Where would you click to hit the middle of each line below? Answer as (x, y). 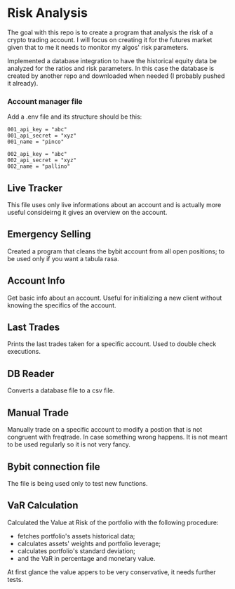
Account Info (36, 281)
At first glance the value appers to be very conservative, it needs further (112, 572)
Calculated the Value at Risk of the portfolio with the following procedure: (113, 522)
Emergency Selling (49, 234)
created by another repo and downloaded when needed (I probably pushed (116, 76)
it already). (23, 83)
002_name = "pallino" (39, 166)
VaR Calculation (43, 506)
